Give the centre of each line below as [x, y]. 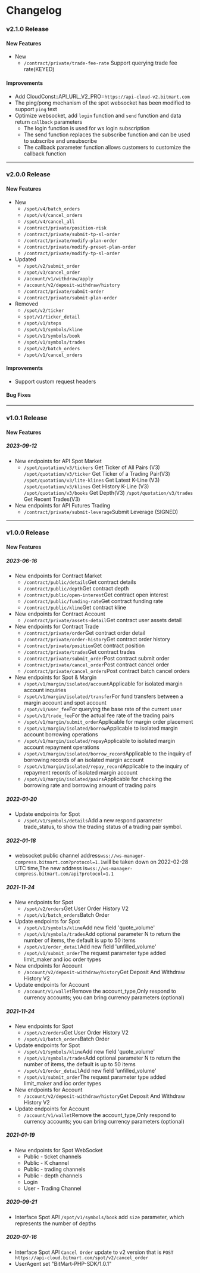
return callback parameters [49, 122]
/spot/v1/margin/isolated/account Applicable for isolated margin [103, 684]
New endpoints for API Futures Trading [62, 505]
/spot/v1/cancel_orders [53, 355]
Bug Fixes [19, 395]
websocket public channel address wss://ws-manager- [80, 855]
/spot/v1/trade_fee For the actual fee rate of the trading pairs [99, 715]
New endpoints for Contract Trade [57, 627]
